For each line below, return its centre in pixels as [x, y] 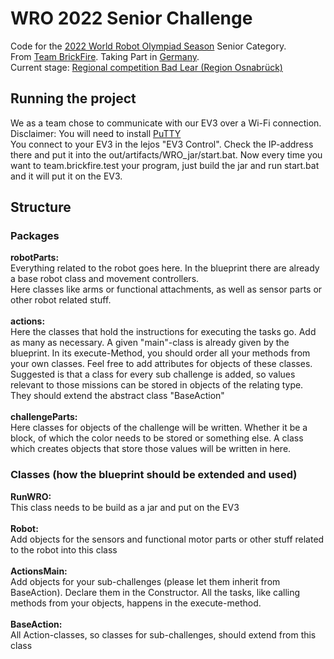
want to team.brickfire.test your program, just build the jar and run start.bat [165, 165]
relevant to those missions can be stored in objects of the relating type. [157, 385]
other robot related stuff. [61, 300]
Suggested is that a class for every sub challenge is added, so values [153, 374]
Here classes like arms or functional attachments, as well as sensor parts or [166, 289]
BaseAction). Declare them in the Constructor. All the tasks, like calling [155, 592]
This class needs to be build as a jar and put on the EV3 [125, 507]
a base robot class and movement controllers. [105, 279]
